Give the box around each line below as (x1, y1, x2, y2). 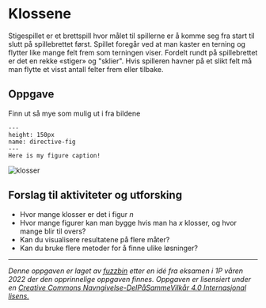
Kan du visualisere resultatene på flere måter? (19, 234, 170, 244)
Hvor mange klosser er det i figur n (19, 209, 135, 219)
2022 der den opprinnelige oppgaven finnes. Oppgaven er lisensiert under (8, 274, 252, 283)
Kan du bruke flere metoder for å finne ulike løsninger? (19, 243, 198, 253)
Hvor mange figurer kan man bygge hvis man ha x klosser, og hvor (19, 218, 237, 227)
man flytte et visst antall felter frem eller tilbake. (8, 64, 164, 74)
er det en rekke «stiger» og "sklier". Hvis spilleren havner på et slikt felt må (8, 56, 252, 66)
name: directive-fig (8, 138, 77, 146)
